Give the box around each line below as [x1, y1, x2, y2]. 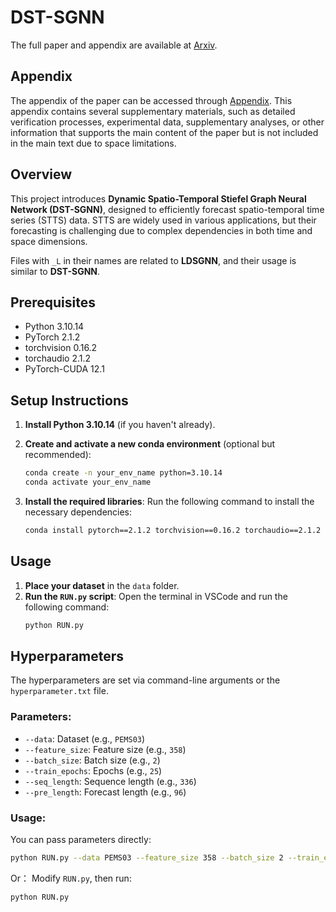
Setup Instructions [10, 392, 129, 409]
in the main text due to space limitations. [10, 137, 177, 149]
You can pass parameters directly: [10, 833, 152, 845]
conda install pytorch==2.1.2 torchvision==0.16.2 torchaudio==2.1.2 [24, 525, 322, 535]
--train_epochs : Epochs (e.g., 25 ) [24, 764, 163, 776]
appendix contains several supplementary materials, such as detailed [10, 105, 296, 117]
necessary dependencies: [24, 506, 133, 518]
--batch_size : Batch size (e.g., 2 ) [24, 754, 161, 766]
